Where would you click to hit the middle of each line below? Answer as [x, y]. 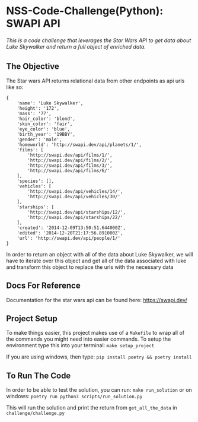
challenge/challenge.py [36, 414]
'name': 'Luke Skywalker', [50, 103]
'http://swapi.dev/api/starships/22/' [75, 217]
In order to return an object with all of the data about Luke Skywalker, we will [100, 254]
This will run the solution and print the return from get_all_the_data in [92, 408]
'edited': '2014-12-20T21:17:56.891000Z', [70, 233]
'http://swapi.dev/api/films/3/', [70, 165]
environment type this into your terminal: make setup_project [80, 345]
